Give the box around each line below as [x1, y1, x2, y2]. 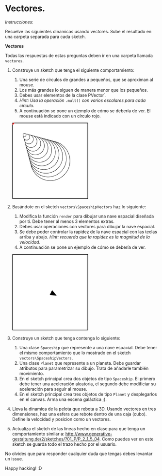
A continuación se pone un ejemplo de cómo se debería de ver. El [19, 108, 151, 114]
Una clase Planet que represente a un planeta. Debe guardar [19, 360, 141, 366]
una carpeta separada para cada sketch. [5, 34, 86, 40]
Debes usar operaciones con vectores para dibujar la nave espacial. [19, 223, 155, 229]
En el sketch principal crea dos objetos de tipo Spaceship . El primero [19, 376, 156, 381]
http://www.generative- [65, 431, 113, 436]
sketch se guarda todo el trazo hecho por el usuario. [12, 441, 117, 447]
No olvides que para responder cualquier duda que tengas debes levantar [5, 451, 153, 456]
